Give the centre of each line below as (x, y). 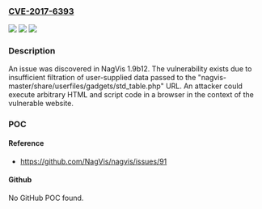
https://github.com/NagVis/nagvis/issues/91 (93, 161)
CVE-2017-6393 (41, 11)
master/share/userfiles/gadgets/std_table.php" (86, 86)
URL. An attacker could (204, 86)
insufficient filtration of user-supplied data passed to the (102, 77)
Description (32, 51)
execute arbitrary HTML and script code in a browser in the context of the (131, 94)
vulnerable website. (41, 103)
